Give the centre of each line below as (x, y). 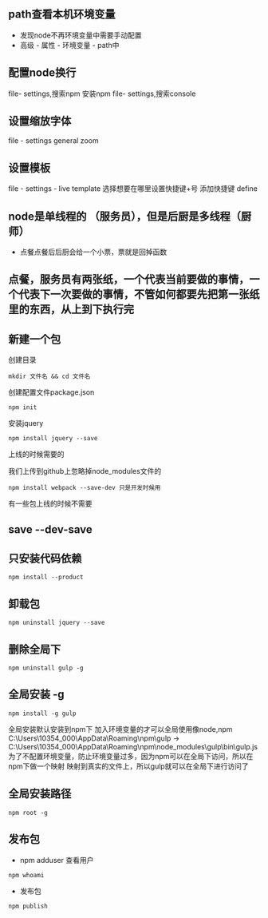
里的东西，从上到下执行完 (71, 310)
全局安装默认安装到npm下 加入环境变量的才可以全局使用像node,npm (120, 729)
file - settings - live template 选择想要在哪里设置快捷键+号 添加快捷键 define (133, 189)
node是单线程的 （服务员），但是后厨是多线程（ (125, 216)
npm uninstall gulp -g (46, 668)
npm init (23, 407)
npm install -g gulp (43, 713)
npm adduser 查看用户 (57, 860)
